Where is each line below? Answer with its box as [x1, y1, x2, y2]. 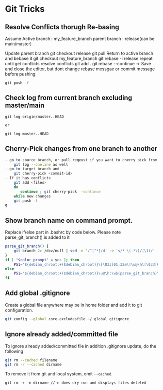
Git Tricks [5, 3, 45, 15]
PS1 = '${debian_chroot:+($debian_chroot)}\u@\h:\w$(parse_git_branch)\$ [14, 271, 162, 276]
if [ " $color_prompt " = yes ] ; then [5, 257, 79, 262]
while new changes [14, 194, 51, 198]
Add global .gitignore [5, 289, 70, 297]
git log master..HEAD [5, 131, 49, 136]
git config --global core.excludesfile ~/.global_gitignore [5, 316, 130, 321]
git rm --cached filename [5, 357, 57, 363]
